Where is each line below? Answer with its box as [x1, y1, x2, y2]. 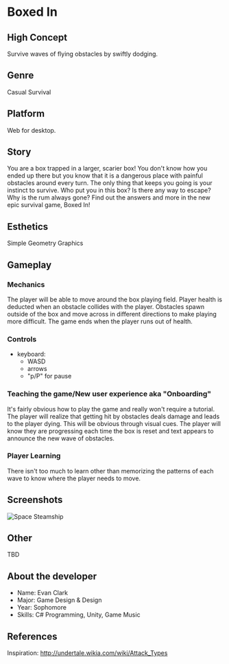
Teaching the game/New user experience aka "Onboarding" [7, 389, 211, 399]
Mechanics [7, 279, 45, 289]
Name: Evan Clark [16, 589, 69, 597]
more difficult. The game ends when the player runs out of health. [7, 317, 193, 325]
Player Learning [7, 451, 61, 461]
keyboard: [16, 350, 46, 358]
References [7, 630, 58, 642]
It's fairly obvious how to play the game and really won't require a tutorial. [7, 405, 215, 413]
